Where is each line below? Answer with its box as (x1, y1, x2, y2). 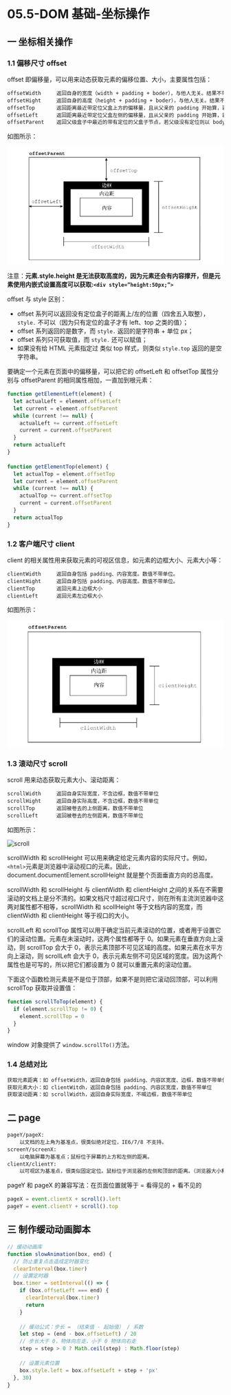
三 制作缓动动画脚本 (7, 1224, 91, 1236)
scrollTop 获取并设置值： (7, 984, 78, 992)
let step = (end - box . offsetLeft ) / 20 (19, 1331, 137, 1338)
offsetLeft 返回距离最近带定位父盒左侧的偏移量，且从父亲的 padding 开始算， (7, 112, 223, 119)
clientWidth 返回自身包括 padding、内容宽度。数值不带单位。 (7, 570, 179, 578)
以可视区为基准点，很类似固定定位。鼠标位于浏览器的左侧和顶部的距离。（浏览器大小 (19, 1168, 222, 1175)
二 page (7, 1112, 41, 1123)
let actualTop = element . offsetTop (13, 470, 115, 478)
